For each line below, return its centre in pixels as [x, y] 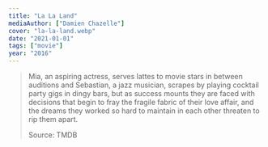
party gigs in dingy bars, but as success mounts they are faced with [141, 93]
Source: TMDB [53, 135]
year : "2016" [30, 53]
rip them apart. [53, 119]
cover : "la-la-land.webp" [52, 31]
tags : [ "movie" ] [36, 46]
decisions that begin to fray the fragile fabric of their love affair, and [141, 102]
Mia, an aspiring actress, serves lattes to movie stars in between [135, 76]
